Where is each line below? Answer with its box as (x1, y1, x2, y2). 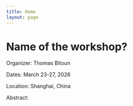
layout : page (6, 14, 39, 20)
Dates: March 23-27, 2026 (6, 71, 71, 78)
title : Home (6, 8, 36, 15)
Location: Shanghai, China (6, 83, 71, 90)
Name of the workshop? (6, 40, 128, 54)
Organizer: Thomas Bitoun (6, 60, 70, 67)
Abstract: (6, 94, 29, 101)
